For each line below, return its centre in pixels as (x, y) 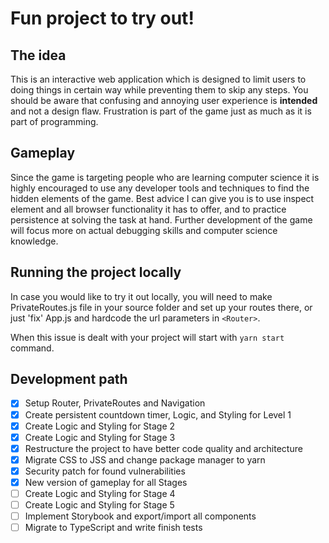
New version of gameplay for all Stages (106, 482)
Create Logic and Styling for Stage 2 (100, 426)
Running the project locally (96, 272)
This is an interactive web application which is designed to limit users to (158, 79)
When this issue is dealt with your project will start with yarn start (147, 337)
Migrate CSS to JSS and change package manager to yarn (145, 459)
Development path (69, 379)
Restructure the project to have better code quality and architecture (163, 448)
